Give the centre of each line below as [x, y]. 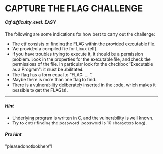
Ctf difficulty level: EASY [31, 22]
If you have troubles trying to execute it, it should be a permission [77, 54]
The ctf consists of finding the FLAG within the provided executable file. [84, 44]
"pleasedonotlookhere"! [29, 146]
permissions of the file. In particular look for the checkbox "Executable [82, 64]
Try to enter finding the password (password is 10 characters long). [79, 123]
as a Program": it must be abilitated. [48, 69]
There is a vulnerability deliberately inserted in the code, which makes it [84, 85]
